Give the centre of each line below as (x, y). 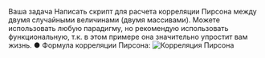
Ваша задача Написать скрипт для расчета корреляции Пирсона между (132, 12)
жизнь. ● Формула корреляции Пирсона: (79, 45)
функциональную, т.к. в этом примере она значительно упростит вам (128, 37)
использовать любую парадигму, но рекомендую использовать (118, 28)
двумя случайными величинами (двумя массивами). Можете (114, 20)
